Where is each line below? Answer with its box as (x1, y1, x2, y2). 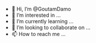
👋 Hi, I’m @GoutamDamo (11, 6, 72, 12)
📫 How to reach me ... (11, 31, 66, 37)
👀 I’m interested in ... (11, 12, 61, 19)
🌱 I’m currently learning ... (11, 18, 74, 24)
